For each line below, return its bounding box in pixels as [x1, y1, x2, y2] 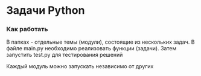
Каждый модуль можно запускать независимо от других [6, 63, 154, 70]
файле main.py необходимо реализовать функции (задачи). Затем [6, 45, 177, 52]
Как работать [6, 25, 48, 34]
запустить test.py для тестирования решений [6, 51, 123, 59]
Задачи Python [6, 4, 85, 17]
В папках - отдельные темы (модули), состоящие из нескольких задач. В [6, 38, 195, 45]
